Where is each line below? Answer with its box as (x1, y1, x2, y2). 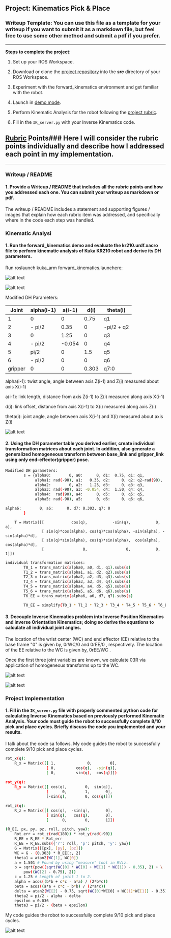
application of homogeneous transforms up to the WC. (5, 662, 120, 668)
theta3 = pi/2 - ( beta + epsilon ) (14, 903, 88, 908)
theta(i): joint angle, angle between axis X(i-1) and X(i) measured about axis (5, 413, 163, 419)
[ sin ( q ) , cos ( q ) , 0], (46, 813, 113, 818)
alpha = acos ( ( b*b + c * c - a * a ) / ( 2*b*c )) (14, 879, 108, 884)
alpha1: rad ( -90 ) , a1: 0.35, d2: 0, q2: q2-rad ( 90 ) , (35, 477, 163, 483)
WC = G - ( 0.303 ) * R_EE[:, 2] (14, 850, 81, 856)
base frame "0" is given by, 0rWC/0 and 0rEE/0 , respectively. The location (5, 641, 163, 647)
